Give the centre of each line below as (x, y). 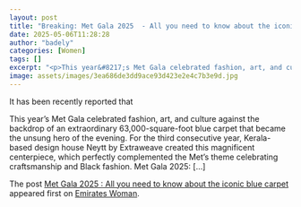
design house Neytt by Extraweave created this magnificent (145, 147)
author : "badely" (42, 43)
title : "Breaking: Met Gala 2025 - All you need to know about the (140, 26)
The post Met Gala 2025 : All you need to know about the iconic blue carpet (149, 184)
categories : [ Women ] (48, 51)
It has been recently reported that (71, 101)
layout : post (34, 17)
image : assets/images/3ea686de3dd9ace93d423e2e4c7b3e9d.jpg (124, 76)
